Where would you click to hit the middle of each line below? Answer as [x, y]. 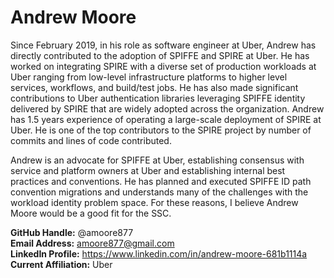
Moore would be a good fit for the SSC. [91, 213]
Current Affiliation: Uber [61, 264]
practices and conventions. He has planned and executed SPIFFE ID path [161, 181]
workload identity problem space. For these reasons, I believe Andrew [154, 202]
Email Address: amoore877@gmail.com [92, 243]
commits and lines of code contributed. [91, 140]
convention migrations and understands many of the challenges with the [159, 192]
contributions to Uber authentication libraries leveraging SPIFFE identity [158, 98]
